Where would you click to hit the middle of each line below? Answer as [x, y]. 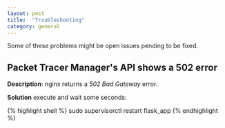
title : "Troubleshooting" [46, 20]
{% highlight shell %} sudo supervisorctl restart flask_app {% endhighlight [113, 111]
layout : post [26, 13]
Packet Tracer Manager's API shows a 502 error [112, 67]
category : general [33, 26]
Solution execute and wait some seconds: [67, 98]
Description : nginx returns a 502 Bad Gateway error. [82, 84]
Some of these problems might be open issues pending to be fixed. [103, 46]
